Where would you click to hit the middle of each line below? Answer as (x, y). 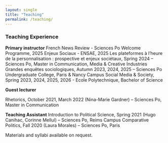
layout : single (21, 10)
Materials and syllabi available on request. (49, 135)
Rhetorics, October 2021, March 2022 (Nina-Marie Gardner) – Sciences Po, (83, 99)
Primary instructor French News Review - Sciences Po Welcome (73, 48)
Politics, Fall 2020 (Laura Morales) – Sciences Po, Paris (63, 125)
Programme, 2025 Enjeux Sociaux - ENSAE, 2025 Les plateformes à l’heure (84, 53)
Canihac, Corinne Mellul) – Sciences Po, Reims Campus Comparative (77, 120)
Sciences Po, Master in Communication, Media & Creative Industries (76, 64)
